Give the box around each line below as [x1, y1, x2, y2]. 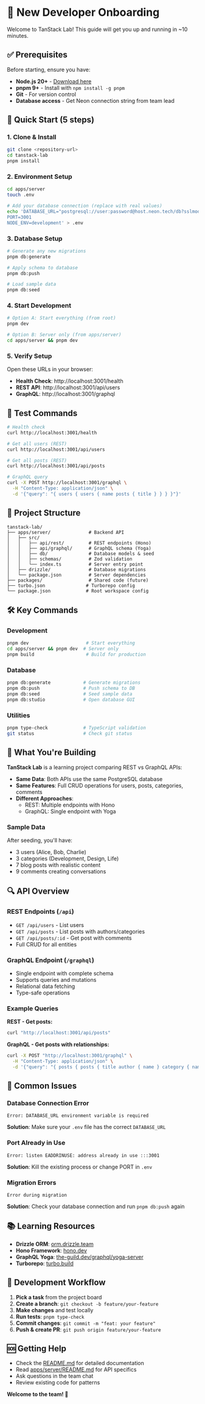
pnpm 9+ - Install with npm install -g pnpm [15, 84, 125, 91]
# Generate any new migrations [7, 248, 86, 254]
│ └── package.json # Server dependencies [7, 572, 147, 578]
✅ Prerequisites [7, 50, 68, 60]
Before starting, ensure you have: [7, 66, 91, 73]
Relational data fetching [15, 982, 75, 990]
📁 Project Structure [7, 508, 81, 518]
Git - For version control [15, 91, 77, 98]
